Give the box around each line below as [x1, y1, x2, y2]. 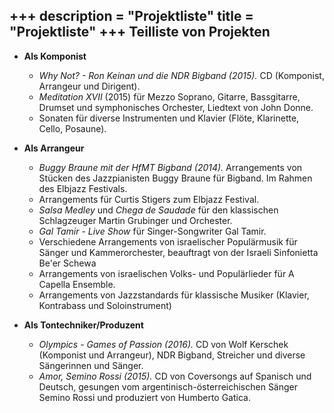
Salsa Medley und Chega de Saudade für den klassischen [38, 204, 279, 216]
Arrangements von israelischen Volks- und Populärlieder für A [38, 267, 295, 279]
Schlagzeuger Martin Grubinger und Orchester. [38, 214, 233, 226]
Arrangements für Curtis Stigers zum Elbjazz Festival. [38, 193, 260, 205]
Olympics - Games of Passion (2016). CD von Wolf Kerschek [38, 338, 289, 350]
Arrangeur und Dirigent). [38, 80, 141, 92]
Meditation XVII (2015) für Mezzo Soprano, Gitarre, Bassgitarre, [38, 90, 301, 103]
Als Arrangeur [23, 142, 85, 154]
